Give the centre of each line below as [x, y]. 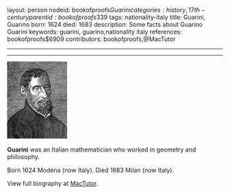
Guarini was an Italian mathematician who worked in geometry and [102, 149]
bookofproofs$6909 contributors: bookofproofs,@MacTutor [91, 39]
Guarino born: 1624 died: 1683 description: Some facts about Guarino [105, 24]
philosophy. [23, 157]
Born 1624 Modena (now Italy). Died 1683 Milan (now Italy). [91, 170]
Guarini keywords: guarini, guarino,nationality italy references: [95, 32]
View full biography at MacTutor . [53, 183]
